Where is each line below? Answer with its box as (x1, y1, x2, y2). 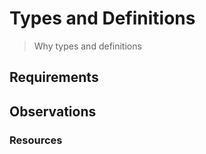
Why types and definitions (33, 40, 142, 52)
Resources (9, 133, 63, 147)
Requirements (9, 69, 99, 86)
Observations (9, 103, 97, 120)
